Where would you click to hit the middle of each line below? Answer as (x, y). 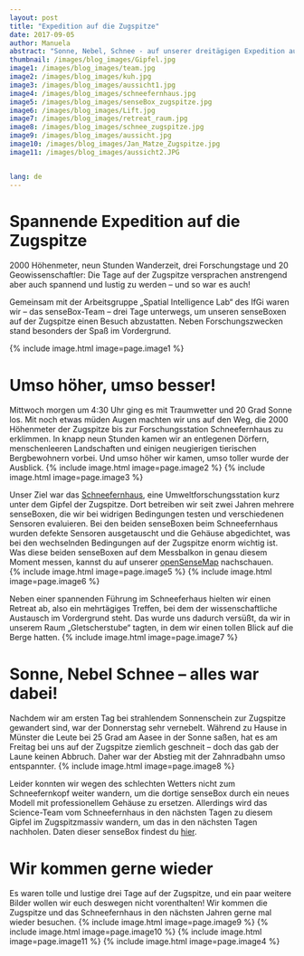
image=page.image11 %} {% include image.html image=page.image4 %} (145, 942)
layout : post (34, 18)
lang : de (26, 176)
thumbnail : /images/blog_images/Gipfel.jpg (93, 60)
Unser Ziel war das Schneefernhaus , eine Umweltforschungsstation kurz (145, 495)
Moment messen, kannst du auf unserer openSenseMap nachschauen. (142, 563)
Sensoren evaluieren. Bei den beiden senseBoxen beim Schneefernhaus (144, 524)
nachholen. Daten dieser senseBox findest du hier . (103, 832)
